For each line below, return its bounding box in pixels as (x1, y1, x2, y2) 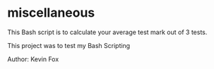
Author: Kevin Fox (7, 54, 59, 63)
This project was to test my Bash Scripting (7, 41, 131, 49)
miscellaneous (7, 5, 95, 21)
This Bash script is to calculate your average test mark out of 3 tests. (7, 28, 208, 36)
